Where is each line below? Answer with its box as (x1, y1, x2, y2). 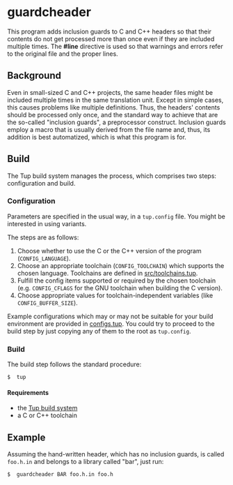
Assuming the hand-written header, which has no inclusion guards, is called (7, 450, 225, 458)
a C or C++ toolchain (17, 411, 78, 419)
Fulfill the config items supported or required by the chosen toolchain (17, 276, 216, 285)
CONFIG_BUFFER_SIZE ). (17, 298, 78, 307)
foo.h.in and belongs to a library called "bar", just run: (7, 458, 164, 466)
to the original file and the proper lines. (7, 50, 118, 58)
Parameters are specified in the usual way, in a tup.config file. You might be (7, 212, 226, 221)
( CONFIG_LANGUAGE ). (17, 254, 71, 262)
